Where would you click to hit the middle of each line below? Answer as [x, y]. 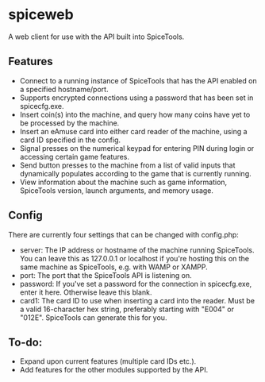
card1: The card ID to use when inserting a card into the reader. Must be [137, 300]
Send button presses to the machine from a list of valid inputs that [127, 165]
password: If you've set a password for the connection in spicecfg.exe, [136, 284]
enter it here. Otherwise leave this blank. [86, 292]
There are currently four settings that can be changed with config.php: [124, 234]
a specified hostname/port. [64, 89]
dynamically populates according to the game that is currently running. [135, 173]
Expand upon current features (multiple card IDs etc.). [108, 361]
